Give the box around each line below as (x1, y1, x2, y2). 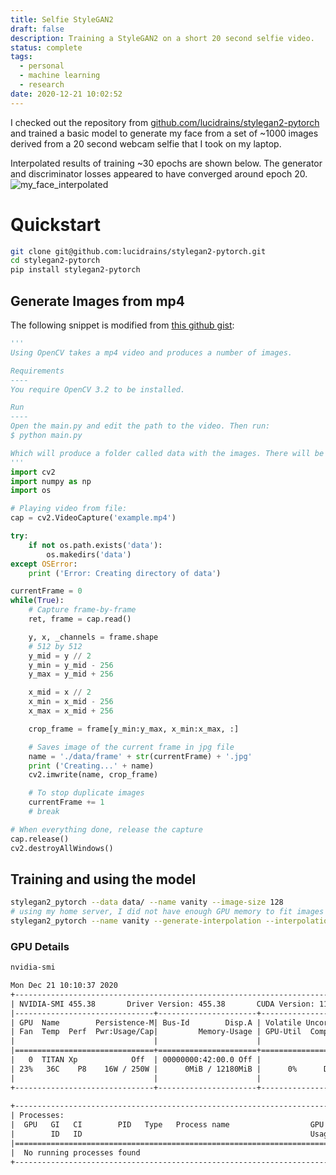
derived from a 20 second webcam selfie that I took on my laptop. (10, 137, 282, 150)
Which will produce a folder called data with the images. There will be (10, 448, 325, 458)
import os (10, 486, 52, 496)
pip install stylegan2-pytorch (10, 265, 141, 275)
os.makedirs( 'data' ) (46, 549, 132, 560)
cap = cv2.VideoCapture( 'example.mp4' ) (10, 513, 177, 523)
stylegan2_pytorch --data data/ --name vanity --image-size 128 (10, 897, 284, 908)
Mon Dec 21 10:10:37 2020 (10, 981, 118, 991)
